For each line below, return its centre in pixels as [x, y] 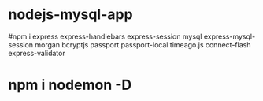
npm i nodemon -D [70, 85]
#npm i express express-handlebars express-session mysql [105, 36]
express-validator [37, 53]
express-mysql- [230, 36]
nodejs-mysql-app [70, 15]
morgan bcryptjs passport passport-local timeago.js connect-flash [143, 44]
